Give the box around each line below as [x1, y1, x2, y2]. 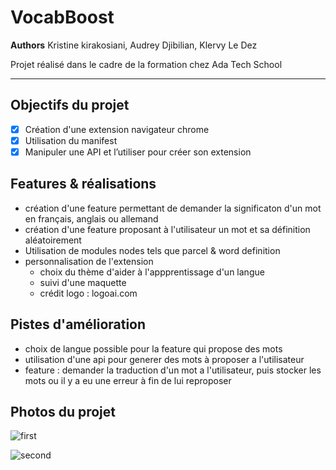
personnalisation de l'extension [24, 255, 154, 267]
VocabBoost [10, 6, 115, 29]
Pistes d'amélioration [10, 316, 147, 333]
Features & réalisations [10, 176, 157, 193]
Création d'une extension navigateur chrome [24, 123, 210, 135]
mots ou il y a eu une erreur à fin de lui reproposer [24, 374, 232, 386]
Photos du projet [10, 403, 116, 420]
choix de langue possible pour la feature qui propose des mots [24, 342, 283, 355]
